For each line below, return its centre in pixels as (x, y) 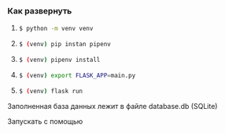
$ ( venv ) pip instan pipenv (65, 45)
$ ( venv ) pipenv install (59, 60)
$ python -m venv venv (56, 29)
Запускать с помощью (45, 121)
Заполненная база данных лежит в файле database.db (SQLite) (112, 106)
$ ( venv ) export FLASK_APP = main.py (77, 75)
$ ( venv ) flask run (51, 91)
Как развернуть (40, 11)
